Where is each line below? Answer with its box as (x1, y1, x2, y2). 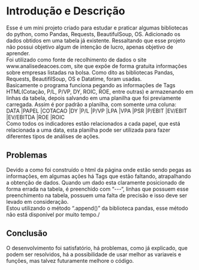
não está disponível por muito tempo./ (6, 210, 100, 218)
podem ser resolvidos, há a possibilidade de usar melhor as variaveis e (6, 251, 182, 258)
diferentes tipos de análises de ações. (6, 132, 100, 140)
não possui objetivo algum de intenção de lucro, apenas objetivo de (6, 43, 174, 51)
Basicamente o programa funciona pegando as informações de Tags (6, 81, 176, 88)
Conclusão (6, 229, 48, 239)
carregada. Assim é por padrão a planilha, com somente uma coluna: (6, 100, 177, 108)
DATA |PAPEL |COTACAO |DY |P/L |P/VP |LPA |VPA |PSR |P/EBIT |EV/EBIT (6, 107, 188, 114)
